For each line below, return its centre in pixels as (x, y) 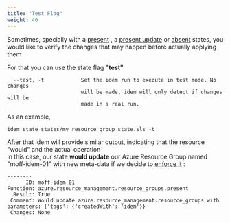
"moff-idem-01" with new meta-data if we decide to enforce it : (96, 164)
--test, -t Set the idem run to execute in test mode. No (115, 80)
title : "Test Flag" (35, 13)
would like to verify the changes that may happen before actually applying (112, 47)
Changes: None (30, 212)
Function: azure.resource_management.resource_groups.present (98, 188)
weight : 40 (23, 20)
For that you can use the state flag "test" (65, 67)
